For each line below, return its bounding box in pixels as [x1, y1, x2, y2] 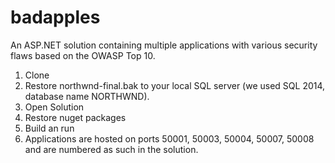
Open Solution [24, 101, 85, 113]
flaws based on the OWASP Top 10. [10, 49, 156, 61]
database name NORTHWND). [24, 90, 150, 102]
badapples [10, 6, 101, 29]
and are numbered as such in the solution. [24, 143, 199, 155]
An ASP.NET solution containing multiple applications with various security [10, 39, 318, 51]
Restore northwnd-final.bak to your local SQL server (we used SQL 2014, [24, 79, 326, 91]
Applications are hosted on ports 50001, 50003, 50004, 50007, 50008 [24, 132, 315, 145]
